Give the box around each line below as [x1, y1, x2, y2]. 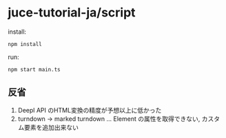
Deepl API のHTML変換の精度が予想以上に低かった [17, 106, 162, 114]
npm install [8, 41, 42, 47]
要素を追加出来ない [23, 123, 79, 131]
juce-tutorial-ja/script [8, 5, 136, 21]
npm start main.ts [8, 66, 61, 73]
